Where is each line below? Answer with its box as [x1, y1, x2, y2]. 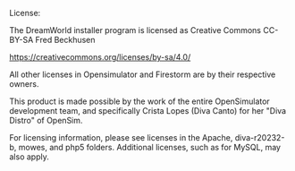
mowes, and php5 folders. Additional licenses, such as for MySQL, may [18, 142, 282, 152]
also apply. [9, 151, 49, 162]
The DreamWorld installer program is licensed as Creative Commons [9, 25, 262, 35]
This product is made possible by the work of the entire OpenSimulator [9, 96, 270, 107]
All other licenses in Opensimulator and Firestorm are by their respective [9, 69, 276, 80]
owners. [9, 79, 39, 89]
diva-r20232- [234, 133, 285, 142]
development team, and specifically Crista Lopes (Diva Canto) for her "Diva [9, 106, 287, 115]
